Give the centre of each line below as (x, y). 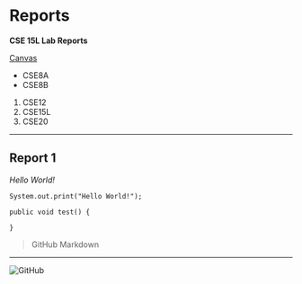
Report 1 (33, 158)
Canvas (23, 58)
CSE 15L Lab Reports (49, 40)
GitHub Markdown (65, 244)
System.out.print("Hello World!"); (76, 196)
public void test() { (50, 212)
